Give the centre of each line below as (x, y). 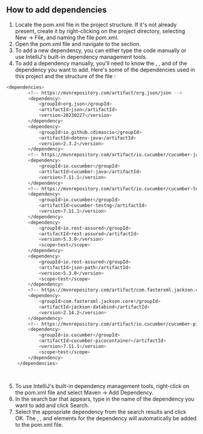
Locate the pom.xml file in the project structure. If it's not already (96, 24)
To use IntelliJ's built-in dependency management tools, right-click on (102, 386)
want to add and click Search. (52, 406)
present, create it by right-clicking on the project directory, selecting (100, 31)
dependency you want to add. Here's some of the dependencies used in (105, 70)
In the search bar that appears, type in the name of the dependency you (105, 399)
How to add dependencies (56, 10)
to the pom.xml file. (39, 425)
